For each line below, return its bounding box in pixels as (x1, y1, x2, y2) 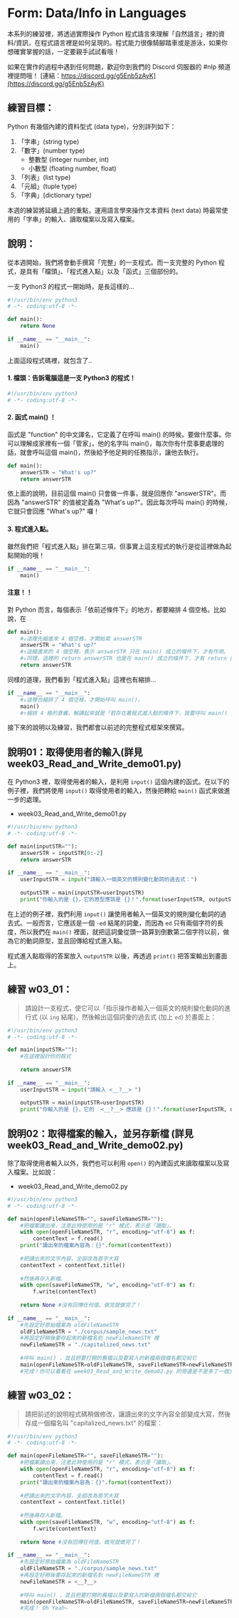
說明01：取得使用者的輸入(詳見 (7, 746, 144, 758)
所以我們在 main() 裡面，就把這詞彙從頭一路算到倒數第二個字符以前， (19, 927, 223, 936)
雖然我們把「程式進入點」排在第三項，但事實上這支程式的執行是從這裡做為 (7, 542, 225, 551)
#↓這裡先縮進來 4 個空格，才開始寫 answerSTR (20, 635, 142, 642)
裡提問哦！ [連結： (7, 71, 62, 80)
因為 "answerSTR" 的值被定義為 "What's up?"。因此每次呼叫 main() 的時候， (7, 498, 231, 507)
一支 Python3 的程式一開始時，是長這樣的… (7, 282, 135, 290)
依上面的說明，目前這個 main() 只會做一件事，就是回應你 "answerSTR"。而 (7, 489, 226, 498)
